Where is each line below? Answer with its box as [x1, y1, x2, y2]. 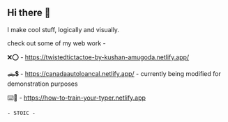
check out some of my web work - [7, 39, 106, 47]
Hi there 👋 [7, 7, 51, 19]
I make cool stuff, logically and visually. [7, 25, 120, 33]
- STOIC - [7, 109, 36, 116]
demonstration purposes [7, 79, 78, 88]
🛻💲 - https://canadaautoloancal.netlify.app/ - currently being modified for [7, 69, 221, 77]
